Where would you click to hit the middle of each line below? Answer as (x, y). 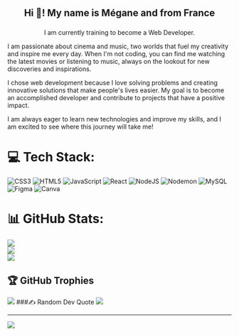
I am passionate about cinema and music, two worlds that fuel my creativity (118, 46)
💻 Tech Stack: (51, 157)
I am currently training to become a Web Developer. (119, 33)
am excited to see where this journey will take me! (81, 127)
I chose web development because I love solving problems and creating (113, 83)
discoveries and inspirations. (49, 69)
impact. (18, 105)
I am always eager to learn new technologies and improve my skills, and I (115, 119)
